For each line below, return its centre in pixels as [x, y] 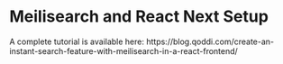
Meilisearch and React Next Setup [139, 17]
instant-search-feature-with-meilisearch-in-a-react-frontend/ [124, 50]
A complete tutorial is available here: [77, 41]
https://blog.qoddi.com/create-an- [210, 41]
